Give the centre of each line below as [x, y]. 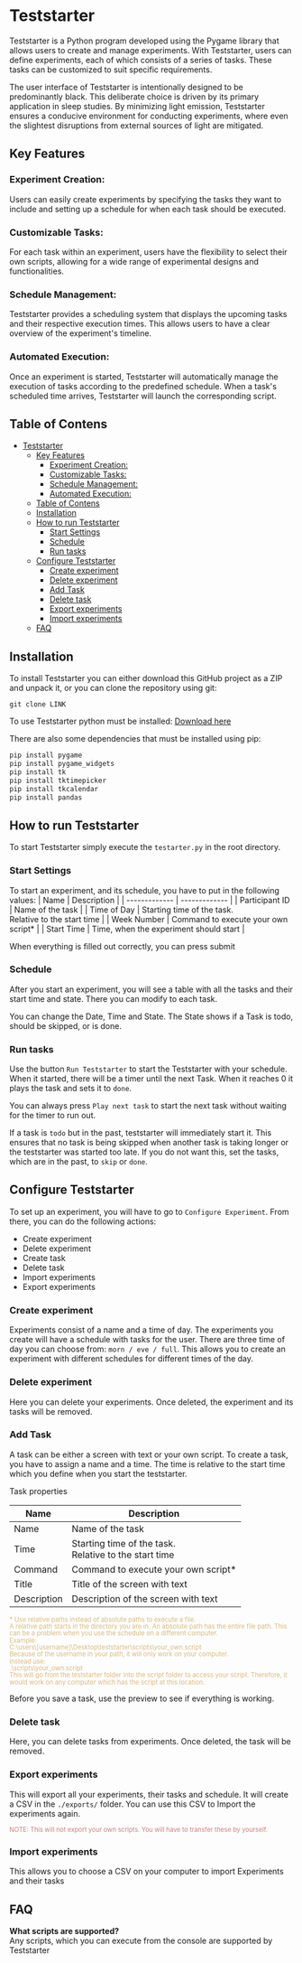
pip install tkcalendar [54, 789]
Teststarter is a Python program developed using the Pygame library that [144, 41]
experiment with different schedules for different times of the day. [132, 1359]
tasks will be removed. [51, 1411]
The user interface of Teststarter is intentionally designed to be [126, 87]
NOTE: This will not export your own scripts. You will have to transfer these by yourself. [139, 1829]
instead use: [27, 1661]
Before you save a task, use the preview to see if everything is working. [142, 1698]
